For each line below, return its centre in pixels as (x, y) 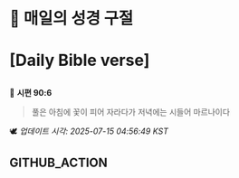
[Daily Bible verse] (80, 61)
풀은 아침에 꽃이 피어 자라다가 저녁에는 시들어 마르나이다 (131, 112)
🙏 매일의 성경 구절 (72, 19)
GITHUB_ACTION (59, 163)
